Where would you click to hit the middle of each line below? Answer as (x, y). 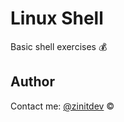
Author (32, 82)
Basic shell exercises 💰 (59, 46)
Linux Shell (57, 18)
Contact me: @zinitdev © (62, 106)
